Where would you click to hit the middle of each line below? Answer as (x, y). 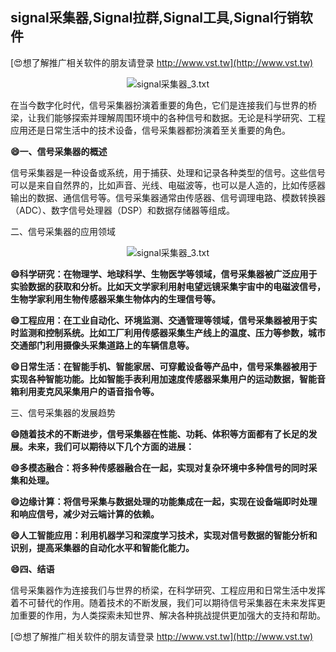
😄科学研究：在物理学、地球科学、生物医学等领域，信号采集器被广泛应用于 (164, 274)
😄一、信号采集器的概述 (59, 151)
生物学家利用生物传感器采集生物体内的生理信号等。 (115, 299)
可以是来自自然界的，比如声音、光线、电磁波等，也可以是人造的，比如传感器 (168, 185)
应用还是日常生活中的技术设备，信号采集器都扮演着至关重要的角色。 (150, 130)
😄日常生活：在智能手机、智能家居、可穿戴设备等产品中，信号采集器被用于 (164, 366)
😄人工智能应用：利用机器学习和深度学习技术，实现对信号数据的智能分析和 (164, 535)
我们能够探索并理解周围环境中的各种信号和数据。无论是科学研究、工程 (181, 117)
